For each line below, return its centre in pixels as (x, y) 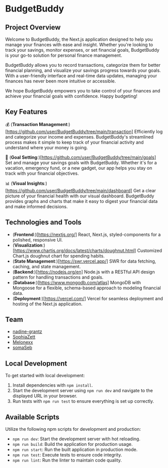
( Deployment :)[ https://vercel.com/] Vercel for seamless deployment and (88, 298)
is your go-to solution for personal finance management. (64, 55)
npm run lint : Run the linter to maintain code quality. (67, 460)
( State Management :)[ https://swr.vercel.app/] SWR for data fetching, (84, 261)
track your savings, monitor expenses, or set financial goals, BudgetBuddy (82, 50)
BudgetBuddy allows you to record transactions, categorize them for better (83, 65)
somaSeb (22, 347)
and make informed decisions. (36, 206)
